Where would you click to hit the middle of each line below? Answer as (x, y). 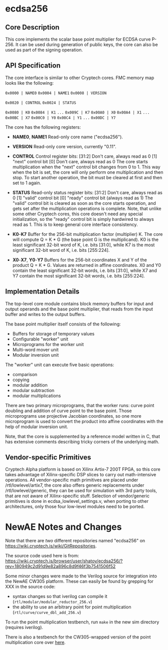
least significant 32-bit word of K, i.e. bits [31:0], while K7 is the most (83, 245)
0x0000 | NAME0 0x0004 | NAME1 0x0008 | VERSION (56, 93)
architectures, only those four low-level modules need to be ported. (75, 507)
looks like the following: (30, 83)
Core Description (32, 27)
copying (21, 380)
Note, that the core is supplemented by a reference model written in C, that (83, 436)
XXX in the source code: (30, 587)
